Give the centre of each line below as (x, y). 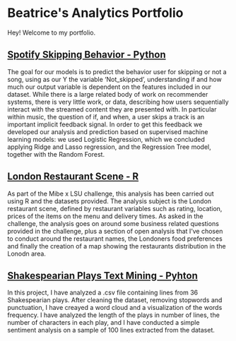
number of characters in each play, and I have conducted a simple (104, 323)
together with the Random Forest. (56, 154)
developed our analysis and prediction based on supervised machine (108, 131)
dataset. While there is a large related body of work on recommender (108, 94)
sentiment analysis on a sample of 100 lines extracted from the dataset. (111, 330)
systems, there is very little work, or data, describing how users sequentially (118, 102)
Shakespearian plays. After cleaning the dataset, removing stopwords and (115, 300)
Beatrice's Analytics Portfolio (95, 13)
